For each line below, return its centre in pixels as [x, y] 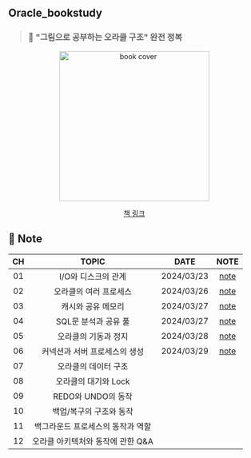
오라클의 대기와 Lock [93, 381]
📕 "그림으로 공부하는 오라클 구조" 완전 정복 [105, 38]
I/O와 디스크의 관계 [92, 277]
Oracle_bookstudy [55, 13]
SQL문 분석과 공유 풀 [93, 321]
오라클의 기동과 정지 [93, 337]
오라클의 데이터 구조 [93, 366]
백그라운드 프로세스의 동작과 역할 [93, 426]
